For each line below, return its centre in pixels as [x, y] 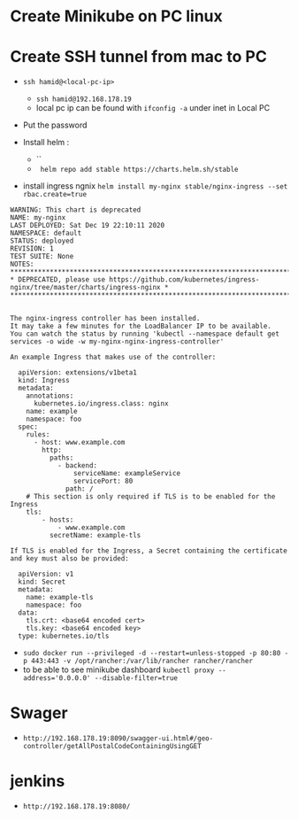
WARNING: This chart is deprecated [76, 210]
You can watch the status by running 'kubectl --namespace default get [145, 334]
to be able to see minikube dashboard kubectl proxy [118, 669]
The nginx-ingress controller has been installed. [105, 319]
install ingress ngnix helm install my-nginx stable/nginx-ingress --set [155, 186]
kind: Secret [42, 582]
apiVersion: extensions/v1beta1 [78, 373]
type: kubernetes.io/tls [64, 636]
